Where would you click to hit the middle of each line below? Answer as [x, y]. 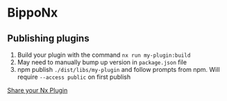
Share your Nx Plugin [37, 90]
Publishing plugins [48, 38]
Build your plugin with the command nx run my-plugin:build [104, 55]
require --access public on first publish [74, 77]
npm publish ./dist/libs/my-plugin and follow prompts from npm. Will [118, 70]
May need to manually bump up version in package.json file [102, 62]
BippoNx [33, 13]
